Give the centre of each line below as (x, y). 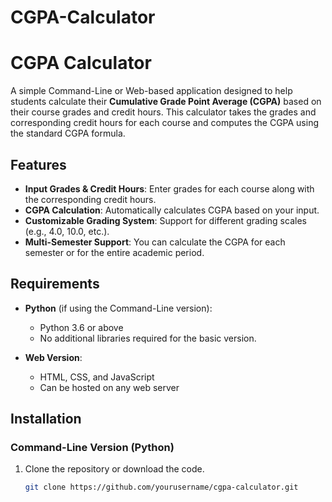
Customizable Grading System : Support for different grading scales (165, 220)
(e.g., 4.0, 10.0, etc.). (67, 231)
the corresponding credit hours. (90, 199)
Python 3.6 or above (81, 327)
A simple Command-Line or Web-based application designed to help (151, 91)
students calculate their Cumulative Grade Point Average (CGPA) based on (166, 102)
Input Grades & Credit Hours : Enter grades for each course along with (169, 188)
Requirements (55, 284)
